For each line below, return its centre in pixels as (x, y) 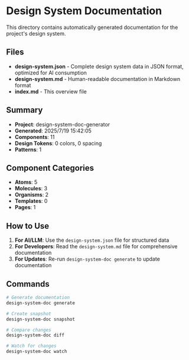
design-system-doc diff (35, 335)
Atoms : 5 (26, 182)
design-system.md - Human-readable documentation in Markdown (97, 79)
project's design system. (36, 33)
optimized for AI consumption (51, 73)
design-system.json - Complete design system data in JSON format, (99, 66)
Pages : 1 (25, 207)
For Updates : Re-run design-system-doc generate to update (87, 259)
